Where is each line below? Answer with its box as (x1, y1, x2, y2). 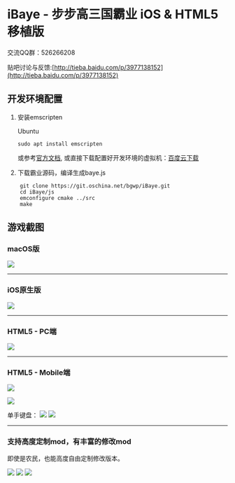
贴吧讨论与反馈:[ (7, 63, 55, 71)
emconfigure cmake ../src (20, 194, 96, 201)
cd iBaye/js (20, 188, 55, 196)
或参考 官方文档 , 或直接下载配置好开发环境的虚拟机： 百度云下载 (17, 153, 199, 161)
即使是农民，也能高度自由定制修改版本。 (7, 454, 124, 462)
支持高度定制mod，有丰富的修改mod (7, 437, 131, 447)
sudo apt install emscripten (17, 140, 103, 147)
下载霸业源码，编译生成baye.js (17, 168, 106, 177)
